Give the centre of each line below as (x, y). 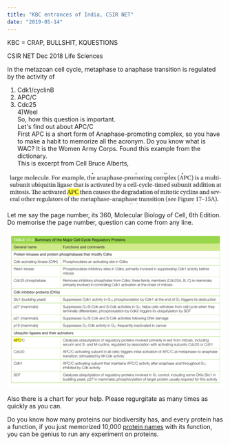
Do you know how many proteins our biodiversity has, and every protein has (115, 419)
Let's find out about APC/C (55, 126)
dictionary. (32, 156)
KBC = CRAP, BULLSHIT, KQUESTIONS (63, 42)
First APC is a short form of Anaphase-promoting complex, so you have (118, 134)
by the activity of (31, 77)
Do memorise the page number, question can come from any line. (100, 222)
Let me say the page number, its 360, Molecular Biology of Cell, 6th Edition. (114, 215)
